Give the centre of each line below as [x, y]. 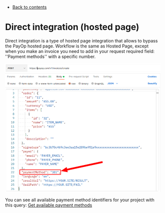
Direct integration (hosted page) [72, 27]
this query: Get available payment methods [49, 205]
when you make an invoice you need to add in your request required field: [80, 51]
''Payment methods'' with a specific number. [50, 56]
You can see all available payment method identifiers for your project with [80, 200]
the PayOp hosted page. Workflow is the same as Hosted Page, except [77, 46]
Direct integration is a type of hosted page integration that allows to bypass [82, 41]
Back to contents [29, 7]
